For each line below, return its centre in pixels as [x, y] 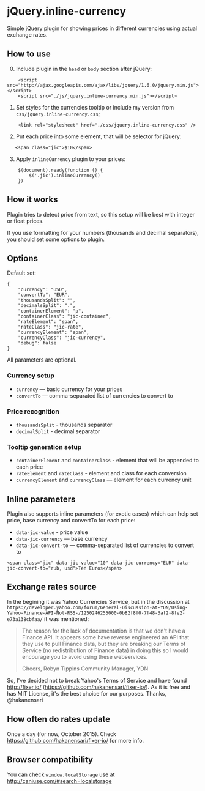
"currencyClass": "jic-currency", [62, 338]
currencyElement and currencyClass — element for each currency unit [103, 480]
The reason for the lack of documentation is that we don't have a [103, 631]
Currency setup [31, 376]
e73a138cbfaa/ [25, 619]
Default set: [21, 273]
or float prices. [26, 221]
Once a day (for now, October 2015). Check [62, 734]
